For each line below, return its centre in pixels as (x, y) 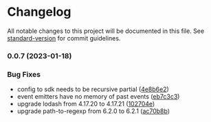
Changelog (39, 12)
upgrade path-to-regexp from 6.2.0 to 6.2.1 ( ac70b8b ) (93, 111)
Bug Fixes (24, 74)
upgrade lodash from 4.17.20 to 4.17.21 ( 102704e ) (86, 104)
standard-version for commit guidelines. (64, 38)
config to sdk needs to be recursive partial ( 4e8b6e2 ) (93, 89)
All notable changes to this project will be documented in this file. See (106, 31)
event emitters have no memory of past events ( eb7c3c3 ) (98, 97)
